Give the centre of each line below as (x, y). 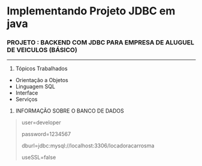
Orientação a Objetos (42, 80)
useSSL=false (39, 158)
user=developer (41, 123)
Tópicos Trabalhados (41, 69)
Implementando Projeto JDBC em (91, 11)
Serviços (26, 99)
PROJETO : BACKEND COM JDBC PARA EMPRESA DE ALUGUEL (100, 43)
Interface (27, 93)
